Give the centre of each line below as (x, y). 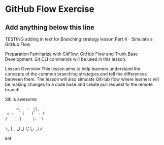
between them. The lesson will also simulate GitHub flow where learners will (82, 79)
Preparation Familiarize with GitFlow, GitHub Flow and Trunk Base (71, 54)
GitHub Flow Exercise (50, 9)
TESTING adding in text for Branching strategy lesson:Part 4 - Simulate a (79, 39)
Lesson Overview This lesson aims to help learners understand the (73, 69)
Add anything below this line (50, 27)
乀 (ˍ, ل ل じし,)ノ (24, 128)
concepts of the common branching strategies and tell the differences (76, 74)
